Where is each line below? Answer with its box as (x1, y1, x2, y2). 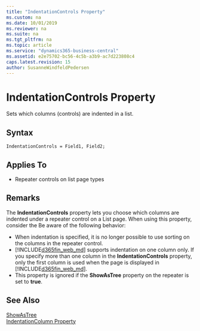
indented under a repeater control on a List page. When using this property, (6, 215, 192, 222)
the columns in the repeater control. (14, 239, 103, 246)
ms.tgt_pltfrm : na (6, 37, 52, 43)
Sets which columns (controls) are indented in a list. (6, 110, 134, 118)
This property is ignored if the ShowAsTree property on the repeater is (14, 271, 189, 279)
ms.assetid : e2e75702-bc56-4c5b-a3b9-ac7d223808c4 (6, 53, 135, 59)
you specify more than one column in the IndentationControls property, (14, 252, 192, 260)
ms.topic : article (6, 43, 52, 49)
